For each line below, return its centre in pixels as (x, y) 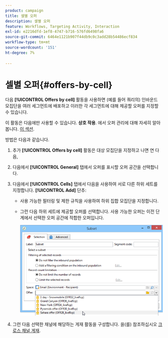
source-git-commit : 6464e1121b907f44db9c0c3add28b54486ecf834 (71, 37)
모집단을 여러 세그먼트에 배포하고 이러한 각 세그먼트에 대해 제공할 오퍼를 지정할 (82, 106)
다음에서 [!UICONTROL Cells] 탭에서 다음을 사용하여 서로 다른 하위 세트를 (85, 184)
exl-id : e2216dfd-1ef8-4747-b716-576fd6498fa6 (54, 32)
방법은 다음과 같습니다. (27, 139)
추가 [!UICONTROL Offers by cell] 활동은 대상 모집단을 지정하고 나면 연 (83, 150)
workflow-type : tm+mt (28, 42)
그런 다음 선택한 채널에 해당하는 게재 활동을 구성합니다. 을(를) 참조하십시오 (85, 324)
